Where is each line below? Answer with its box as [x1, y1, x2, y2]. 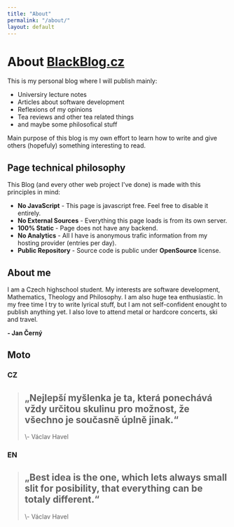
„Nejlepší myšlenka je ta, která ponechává [24, 391, 213, 404]
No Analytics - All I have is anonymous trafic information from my [17, 231, 208, 240]
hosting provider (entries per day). [17, 239, 117, 247]
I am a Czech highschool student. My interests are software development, [7, 285, 221, 294]
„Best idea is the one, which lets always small [24, 471, 228, 483]
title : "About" [7, 10, 52, 18]
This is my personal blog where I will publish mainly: [7, 77, 158, 85]
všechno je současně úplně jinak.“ [24, 414, 179, 426]
